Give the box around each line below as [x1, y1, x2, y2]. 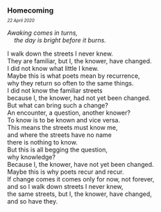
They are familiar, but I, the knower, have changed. [7, 57, 152, 65]
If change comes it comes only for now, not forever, [7, 175, 155, 184]
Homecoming [7, 6, 54, 15]
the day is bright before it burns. [13, 36, 106, 44]
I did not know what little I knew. [7, 65, 99, 73]
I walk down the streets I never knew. [7, 49, 113, 58]
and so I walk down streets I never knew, [7, 183, 124, 191]
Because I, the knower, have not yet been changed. [7, 161, 154, 169]
